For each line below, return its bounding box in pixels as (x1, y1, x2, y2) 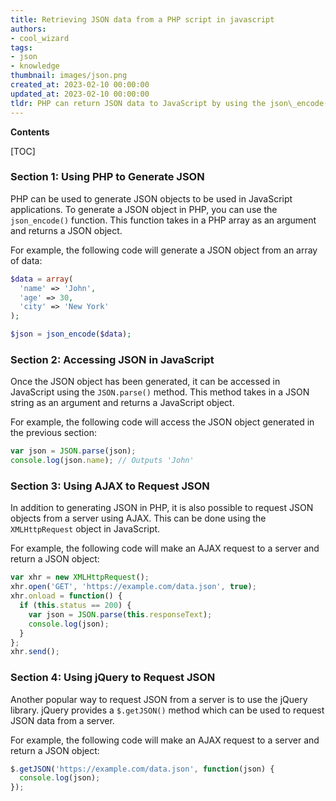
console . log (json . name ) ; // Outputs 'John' (10, 456, 195, 466)
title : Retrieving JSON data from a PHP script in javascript (10, 14, 275, 25)
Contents (10, 126, 50, 138)
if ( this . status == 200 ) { (19, 601, 132, 611)
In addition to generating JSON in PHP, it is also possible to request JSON (10, 502, 314, 514)
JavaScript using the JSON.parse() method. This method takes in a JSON (10, 386, 310, 398)
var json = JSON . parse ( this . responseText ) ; (28, 609, 213, 620)
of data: (10, 254, 43, 266)
